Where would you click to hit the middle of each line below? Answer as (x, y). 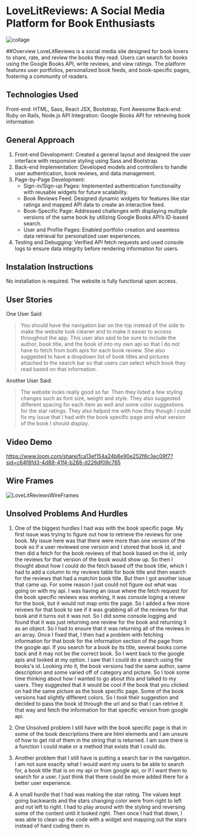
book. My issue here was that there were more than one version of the (100, 541)
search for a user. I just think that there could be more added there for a (101, 777)
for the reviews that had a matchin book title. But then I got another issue (103, 578)
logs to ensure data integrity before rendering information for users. (97, 248)
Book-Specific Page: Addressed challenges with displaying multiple (105, 211)
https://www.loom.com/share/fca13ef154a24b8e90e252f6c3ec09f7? (90, 456)
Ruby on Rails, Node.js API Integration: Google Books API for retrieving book (98, 115)
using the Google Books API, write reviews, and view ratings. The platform (96, 64)
